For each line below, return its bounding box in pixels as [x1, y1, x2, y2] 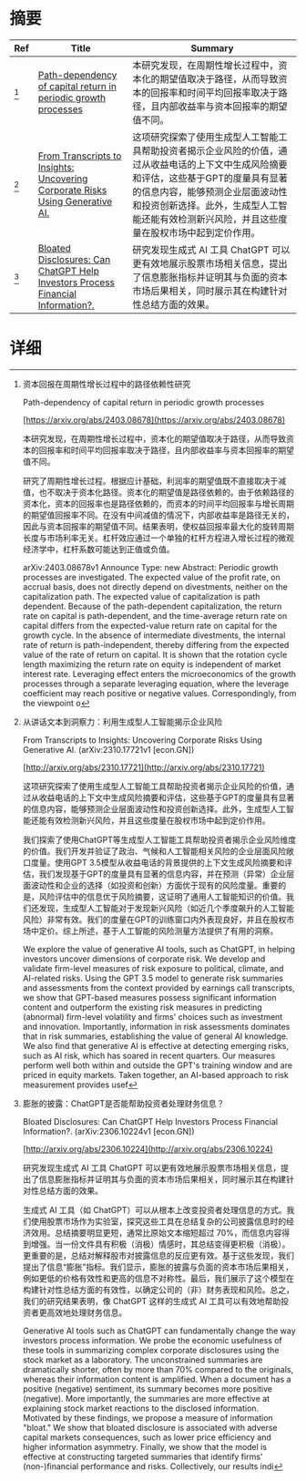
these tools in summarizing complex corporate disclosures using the [22, 1344, 280, 1355]
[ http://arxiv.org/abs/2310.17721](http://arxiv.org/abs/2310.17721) [22, 762, 266, 773]
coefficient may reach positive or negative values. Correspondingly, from [22, 687, 297, 698]
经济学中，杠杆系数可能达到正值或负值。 [22, 543, 175, 554]
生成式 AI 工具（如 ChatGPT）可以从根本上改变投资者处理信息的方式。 [22, 1204, 287, 1215]
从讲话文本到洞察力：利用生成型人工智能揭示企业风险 [22, 716, 223, 727]
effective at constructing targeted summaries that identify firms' [22, 1451, 263, 1462]
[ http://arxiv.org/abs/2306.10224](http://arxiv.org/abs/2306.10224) [22, 1143, 273, 1154]
